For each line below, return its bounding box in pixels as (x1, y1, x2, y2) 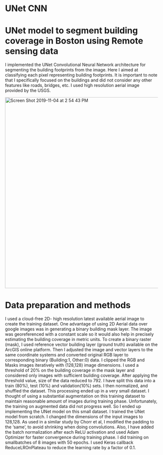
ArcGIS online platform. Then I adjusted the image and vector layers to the (5, 347, 153, 353)
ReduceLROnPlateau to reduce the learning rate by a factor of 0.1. (5, 445, 136, 451)
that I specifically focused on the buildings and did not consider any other (5, 77, 152, 83)
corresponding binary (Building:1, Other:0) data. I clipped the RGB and (5, 357, 145, 363)
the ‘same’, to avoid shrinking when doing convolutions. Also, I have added (5, 424, 154, 430)
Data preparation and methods (5, 300, 131, 311)
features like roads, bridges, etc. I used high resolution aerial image (5, 82, 140, 88)
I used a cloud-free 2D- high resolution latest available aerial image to (5, 316, 145, 322)
